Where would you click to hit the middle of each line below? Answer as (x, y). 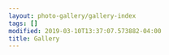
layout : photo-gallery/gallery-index (72, 16)
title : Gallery (34, 38)
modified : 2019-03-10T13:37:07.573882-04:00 (85, 31)
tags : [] (23, 23)
